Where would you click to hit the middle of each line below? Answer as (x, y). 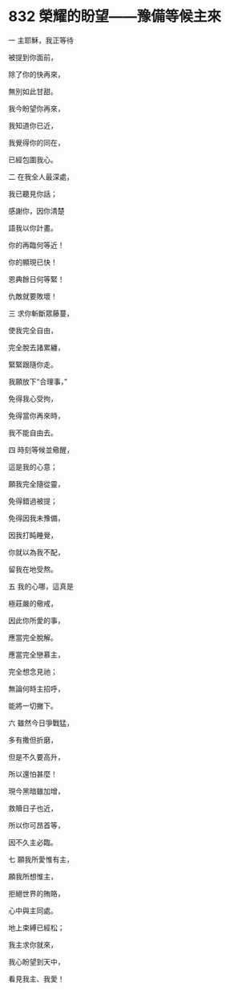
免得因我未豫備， (36, 518)
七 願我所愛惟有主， (41, 859)
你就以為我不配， (36, 552)
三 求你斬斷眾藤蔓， (41, 313)
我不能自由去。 (33, 432)
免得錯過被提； (33, 501)
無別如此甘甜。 (33, 91)
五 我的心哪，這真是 (41, 586)
